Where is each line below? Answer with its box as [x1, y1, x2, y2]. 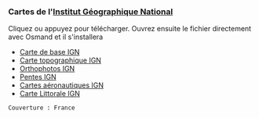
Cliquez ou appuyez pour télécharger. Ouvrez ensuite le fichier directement [8, 24, 252, 34]
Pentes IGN [19, 73, 57, 82]
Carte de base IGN [19, 48, 80, 57]
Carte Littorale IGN [19, 89, 81, 98]
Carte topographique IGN [19, 55, 102, 65]
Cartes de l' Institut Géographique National [8, 6, 173, 17]
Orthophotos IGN [19, 64, 75, 73]
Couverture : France [8, 104, 76, 112]
